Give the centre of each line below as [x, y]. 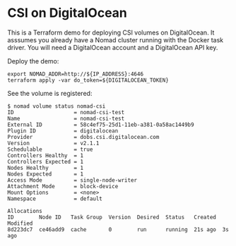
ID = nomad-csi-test [66, 112]
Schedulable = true [50, 149]
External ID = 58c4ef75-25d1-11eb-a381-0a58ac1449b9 [101, 125]
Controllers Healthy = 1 [45, 155]
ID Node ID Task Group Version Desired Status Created [112, 217]
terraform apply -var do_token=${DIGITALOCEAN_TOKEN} [88, 80]
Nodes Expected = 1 [45, 174]
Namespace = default [55, 199]
